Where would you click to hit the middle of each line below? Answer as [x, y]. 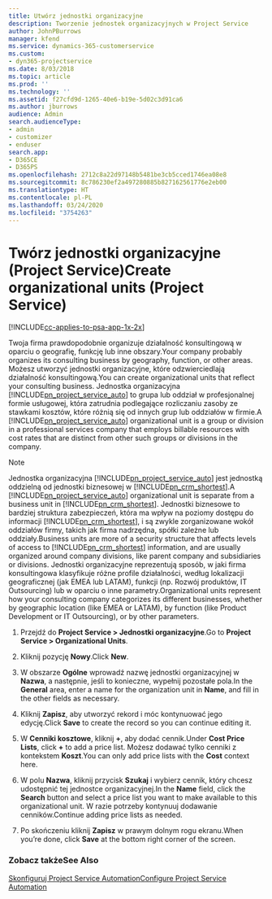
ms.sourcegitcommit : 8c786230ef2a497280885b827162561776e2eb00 [118, 183]
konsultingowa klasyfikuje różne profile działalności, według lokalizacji [126, 574]
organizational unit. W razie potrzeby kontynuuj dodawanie [119, 806]
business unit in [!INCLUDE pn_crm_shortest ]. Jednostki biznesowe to [125, 504]
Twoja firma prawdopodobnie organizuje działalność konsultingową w [125, 343]
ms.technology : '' [39, 92]
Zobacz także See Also [54, 861]
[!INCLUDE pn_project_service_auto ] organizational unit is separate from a [132, 495]
